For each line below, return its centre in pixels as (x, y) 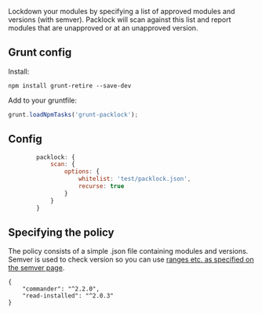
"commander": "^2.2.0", (61, 289)
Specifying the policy (61, 232)
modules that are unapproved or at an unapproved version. (103, 28)
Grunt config (40, 53)
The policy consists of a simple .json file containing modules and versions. (128, 251)
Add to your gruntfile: (42, 100)
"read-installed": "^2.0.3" (68, 296)
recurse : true (101, 186)
